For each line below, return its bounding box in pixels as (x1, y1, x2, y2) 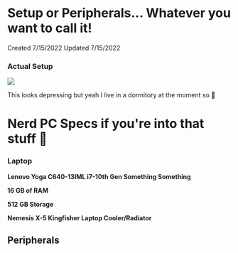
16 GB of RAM (7, 186, 48, 195)
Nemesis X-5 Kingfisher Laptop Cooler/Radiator (7, 213, 152, 222)
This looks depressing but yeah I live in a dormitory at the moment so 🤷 (7, 91, 215, 99)
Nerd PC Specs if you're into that (7, 116, 205, 132)
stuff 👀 (7, 131, 48, 147)
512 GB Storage (7, 200, 54, 208)
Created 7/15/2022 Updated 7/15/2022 (7, 43, 121, 52)
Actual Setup (7, 61, 53, 71)
